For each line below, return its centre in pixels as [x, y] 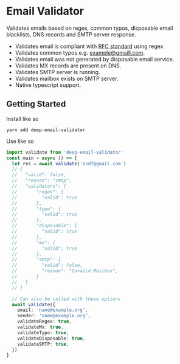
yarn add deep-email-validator [46, 130]
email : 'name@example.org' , [53, 310]
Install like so [22, 118]
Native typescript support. [48, 85]
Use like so [20, 141]
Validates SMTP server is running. [57, 72]
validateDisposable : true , [51, 338]
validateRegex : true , [44, 321]
